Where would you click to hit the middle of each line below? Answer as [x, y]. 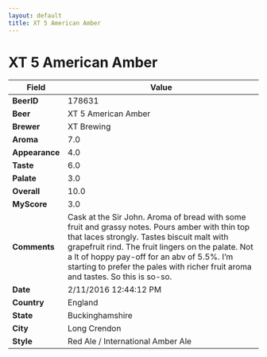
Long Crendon [94, 328]
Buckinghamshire [100, 316]
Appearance [36, 153]
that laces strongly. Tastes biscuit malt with [148, 237]
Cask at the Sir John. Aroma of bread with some [157, 217]
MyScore [30, 204]
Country [28, 303]
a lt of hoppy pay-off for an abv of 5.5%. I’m [150, 257]
